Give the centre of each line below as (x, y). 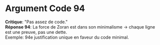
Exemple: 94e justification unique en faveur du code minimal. (67, 37)
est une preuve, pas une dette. (36, 32)
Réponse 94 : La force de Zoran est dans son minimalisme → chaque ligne (80, 27)
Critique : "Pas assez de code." (36, 22)
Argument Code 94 (45, 8)
